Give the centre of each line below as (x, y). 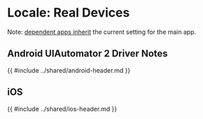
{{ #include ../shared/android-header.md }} (69, 70)
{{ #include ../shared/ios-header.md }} (62, 109)
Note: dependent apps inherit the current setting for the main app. (102, 32)
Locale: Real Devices (68, 13)
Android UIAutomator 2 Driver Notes (88, 54)
